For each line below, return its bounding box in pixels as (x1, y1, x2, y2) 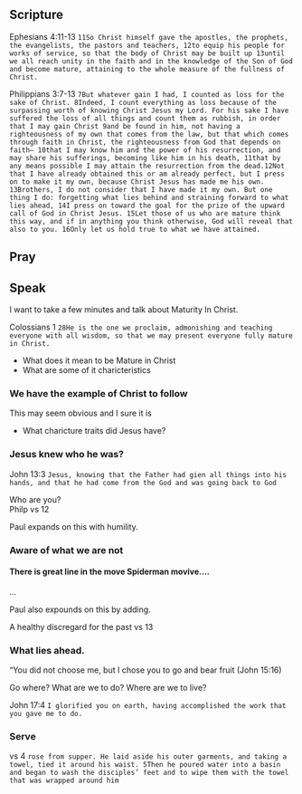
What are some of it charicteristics (22, 365, 151, 376)
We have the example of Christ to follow (9, 387, 188, 399)
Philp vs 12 (9, 503, 50, 514)
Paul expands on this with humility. (9, 521, 138, 532)
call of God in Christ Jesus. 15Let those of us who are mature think (9, 208, 281, 218)
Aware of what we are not (9, 543, 124, 556)
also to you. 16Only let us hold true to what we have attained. (9, 225, 260, 234)
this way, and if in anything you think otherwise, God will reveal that (9, 216, 294, 225)
